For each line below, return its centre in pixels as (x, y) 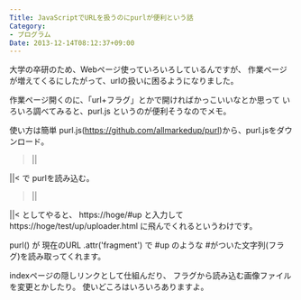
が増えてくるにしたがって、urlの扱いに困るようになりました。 (124, 81)
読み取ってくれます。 (67, 257)
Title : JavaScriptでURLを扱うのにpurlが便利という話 (101, 18)
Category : (28, 26)
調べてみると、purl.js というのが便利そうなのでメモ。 (132, 111)
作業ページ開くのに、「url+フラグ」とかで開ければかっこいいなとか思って (145, 100)
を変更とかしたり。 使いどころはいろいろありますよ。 (109, 287)
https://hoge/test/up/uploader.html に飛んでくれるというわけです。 (133, 226)
